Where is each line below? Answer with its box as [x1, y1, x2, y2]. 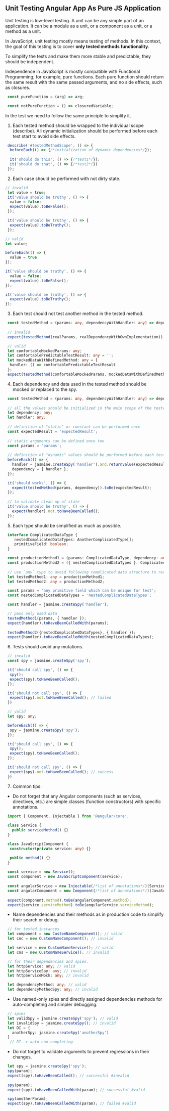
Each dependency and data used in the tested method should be [12, 381, 147, 387]
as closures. [5, 84, 31, 91]
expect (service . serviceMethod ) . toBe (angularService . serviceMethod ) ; [7, 902, 154, 907]
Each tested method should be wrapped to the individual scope [12, 122, 144, 128]
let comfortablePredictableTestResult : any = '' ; [7, 353, 114, 358]
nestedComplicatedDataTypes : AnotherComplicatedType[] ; [14, 537, 134, 542]
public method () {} [10, 855, 51, 860]
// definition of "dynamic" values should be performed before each [7, 453, 154, 458]
